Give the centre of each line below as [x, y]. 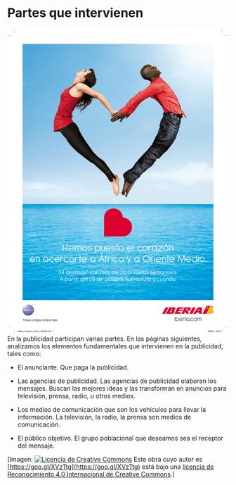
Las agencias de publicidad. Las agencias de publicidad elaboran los [117, 381]
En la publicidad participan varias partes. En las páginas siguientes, [105, 339]
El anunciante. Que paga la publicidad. [73, 367]
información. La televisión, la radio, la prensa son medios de [104, 417]
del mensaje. [36, 446]
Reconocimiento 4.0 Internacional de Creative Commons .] [91, 474]
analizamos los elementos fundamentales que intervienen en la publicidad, [115, 346]
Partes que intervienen [76, 13]
